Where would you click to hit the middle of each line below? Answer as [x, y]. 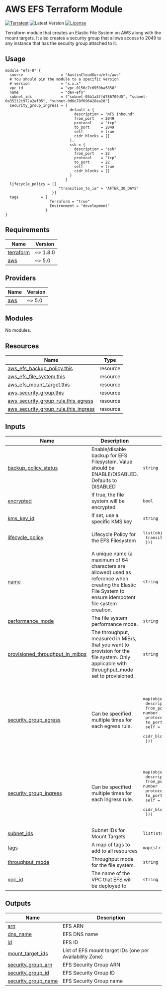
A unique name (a [112, 553]
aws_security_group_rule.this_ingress [51, 409]
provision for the [111, 651]
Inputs [15, 427]
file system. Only [111, 657]
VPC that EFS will [111, 879]
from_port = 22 [92, 153]
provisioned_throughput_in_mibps [47, 654]
